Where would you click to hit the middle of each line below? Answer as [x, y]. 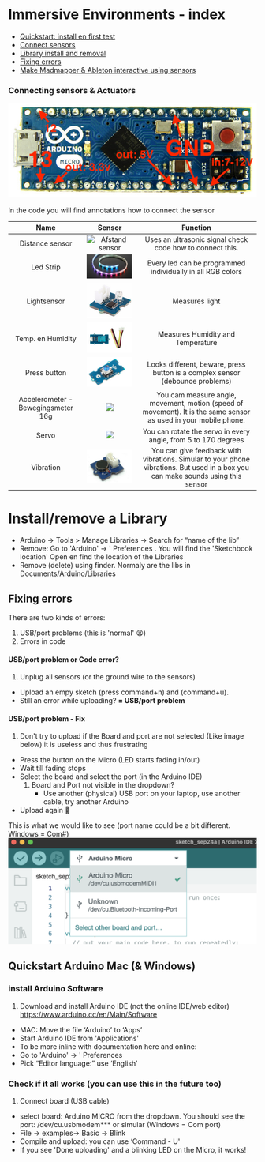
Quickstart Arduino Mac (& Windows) [102, 966]
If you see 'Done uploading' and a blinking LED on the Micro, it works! [133, 1150]
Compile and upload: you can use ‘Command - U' [100, 1141]
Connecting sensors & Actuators [72, 90]
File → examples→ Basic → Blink [73, 1133]
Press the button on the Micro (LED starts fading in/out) [110, 760]
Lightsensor [46, 301]
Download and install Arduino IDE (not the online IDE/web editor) [125, 1006]
